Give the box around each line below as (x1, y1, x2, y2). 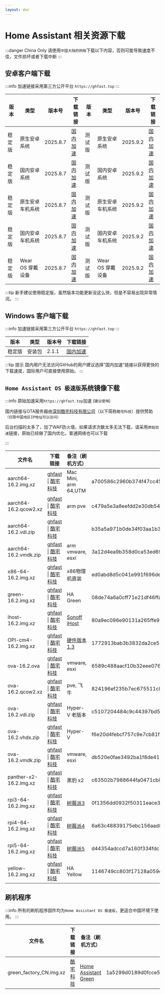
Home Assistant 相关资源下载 (5, 30, 126, 41)
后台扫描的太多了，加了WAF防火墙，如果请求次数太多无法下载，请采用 (5, 424, 148, 430)
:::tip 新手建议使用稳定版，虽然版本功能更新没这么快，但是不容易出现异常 (5, 290, 153, 296)
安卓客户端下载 (5, 69, 51, 77)
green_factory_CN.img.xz (7, 969, 65, 976)
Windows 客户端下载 (5, 311, 69, 320)
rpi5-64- (7, 842, 30, 849)
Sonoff (66, 614, 82, 620)
